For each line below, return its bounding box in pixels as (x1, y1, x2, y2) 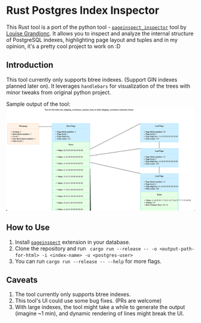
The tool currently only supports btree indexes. (14, 291, 131, 298)
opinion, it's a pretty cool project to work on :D (6, 43, 121, 50)
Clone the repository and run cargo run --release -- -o (14, 244, 157, 252)
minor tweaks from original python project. (6, 88, 112, 96)
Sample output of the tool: (6, 100, 71, 107)
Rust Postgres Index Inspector (6, 4, 160, 17)
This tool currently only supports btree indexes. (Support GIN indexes (6, 76, 178, 83)
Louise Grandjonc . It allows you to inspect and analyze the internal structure (6, 29, 194, 37)
